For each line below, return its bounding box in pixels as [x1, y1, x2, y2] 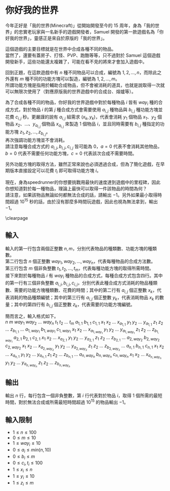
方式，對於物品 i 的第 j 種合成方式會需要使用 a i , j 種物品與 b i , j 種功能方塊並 [9, 106, 163, 114]
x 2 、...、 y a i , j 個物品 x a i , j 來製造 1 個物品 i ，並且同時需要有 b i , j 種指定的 [15, 121, 160, 129]
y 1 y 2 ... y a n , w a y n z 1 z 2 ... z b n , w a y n [5, 359, 70, 368]
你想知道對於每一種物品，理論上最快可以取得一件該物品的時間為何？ [5, 186, 147, 192]
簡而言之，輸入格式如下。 [5, 313, 59, 319]
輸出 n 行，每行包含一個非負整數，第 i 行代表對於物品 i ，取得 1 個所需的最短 [5, 392, 163, 399]
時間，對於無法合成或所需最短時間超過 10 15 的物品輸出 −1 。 [5, 398, 129, 405]
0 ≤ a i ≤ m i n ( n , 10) [12, 446, 52, 454]
